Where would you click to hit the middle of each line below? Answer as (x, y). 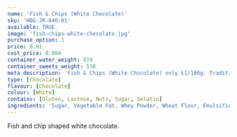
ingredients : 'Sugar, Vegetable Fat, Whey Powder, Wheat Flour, (104, 106)
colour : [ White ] (31, 93)
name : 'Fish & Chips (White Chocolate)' (68, 14)
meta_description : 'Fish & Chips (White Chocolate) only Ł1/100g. (107, 73)
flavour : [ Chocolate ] (39, 86)
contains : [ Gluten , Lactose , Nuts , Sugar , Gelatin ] (85, 100)
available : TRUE (31, 27)
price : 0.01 (25, 47)
